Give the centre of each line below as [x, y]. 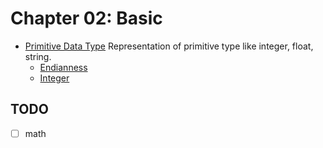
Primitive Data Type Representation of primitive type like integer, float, [169, 46]
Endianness [63, 67]
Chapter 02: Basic [86, 18]
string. [38, 56]
